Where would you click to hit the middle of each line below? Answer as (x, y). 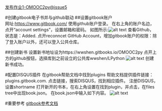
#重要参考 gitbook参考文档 (32, 103)
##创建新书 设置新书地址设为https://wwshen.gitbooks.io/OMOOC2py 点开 (79, 52)
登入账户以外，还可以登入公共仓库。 (45, 42)
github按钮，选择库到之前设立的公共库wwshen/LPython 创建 (84, 58)
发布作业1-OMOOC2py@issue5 (36, 7)
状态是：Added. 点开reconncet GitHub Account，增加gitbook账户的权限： (79, 36)
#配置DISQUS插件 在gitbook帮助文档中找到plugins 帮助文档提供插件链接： (79, 75)
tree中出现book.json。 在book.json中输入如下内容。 (57, 93)
